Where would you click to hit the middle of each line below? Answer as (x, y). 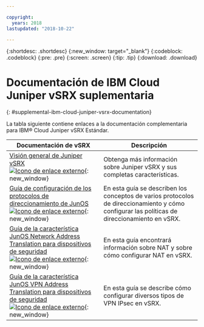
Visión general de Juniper (46, 156)
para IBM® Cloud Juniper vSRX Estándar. (58, 130)
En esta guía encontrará (138, 240)
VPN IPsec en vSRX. (132, 303)
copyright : (20, 17)
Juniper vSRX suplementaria (80, 95)
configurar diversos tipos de (144, 296)
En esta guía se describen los (145, 188)
